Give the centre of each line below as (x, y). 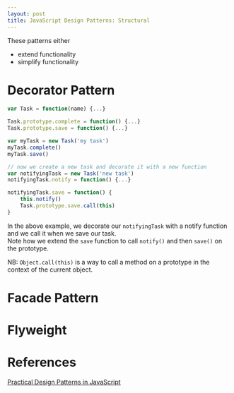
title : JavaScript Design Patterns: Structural (79, 20)
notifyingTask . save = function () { (60, 193)
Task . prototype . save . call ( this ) (68, 206)
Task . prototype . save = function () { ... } (68, 128)
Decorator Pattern (61, 90)
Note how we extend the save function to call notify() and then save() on (115, 241)
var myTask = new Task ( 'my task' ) (58, 141)
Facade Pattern (53, 298)
